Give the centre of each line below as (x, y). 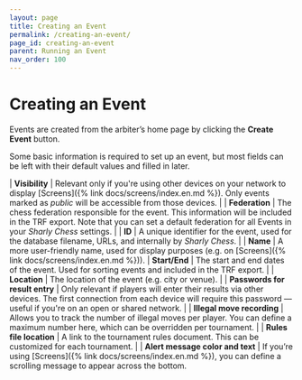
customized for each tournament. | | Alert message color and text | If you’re (151, 346)
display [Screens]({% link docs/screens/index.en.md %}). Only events (140, 193)
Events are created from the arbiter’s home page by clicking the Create (142, 129)
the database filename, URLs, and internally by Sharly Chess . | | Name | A (146, 241)
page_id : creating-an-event (62, 43)
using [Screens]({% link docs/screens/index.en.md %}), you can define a (146, 356)
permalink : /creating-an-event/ (70, 34)
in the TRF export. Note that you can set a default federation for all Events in (151, 221)
